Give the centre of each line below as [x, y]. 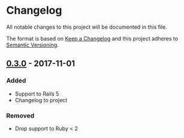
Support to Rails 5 [37, 94]
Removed [20, 115]
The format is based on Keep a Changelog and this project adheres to [92, 38]
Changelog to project [41, 100]
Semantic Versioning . [32, 45]
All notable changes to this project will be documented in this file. [87, 27]
